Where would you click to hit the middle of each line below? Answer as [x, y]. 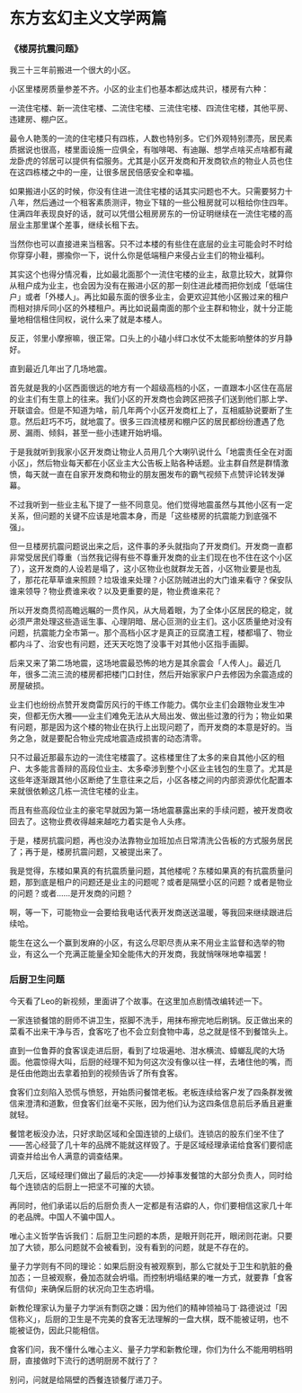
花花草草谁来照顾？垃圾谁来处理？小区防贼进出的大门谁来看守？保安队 [163, 580]
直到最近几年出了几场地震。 [61, 368]
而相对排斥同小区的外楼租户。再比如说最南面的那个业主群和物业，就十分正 [147, 308]
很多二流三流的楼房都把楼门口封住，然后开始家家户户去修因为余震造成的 [159, 674]
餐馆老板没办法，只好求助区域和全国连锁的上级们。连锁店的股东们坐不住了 [147, 1133]
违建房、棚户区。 [41, 120]
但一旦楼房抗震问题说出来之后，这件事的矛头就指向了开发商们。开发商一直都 [151, 546]
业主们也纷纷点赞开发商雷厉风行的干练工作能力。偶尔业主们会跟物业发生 [143, 705]
